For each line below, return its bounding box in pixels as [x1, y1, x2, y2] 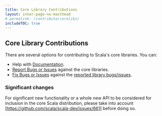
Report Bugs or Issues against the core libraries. [12, 67, 109, 72]
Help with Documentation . [12, 62, 65, 68]
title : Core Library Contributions [5, 7, 78, 12]
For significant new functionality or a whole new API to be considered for [5, 95, 152, 101]
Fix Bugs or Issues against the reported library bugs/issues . [12, 72, 132, 78]
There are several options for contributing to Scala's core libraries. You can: [5, 52, 158, 58]
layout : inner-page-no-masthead [5, 12, 71, 17]
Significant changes [5, 84, 54, 91]
